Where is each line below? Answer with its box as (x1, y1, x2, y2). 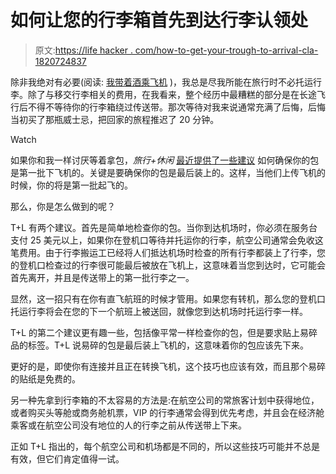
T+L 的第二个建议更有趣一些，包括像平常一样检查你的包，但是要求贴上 (10, 326, 301, 338)
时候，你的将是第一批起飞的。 (10, 179, 133, 191)
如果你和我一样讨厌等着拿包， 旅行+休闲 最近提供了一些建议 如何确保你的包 (10, 154, 320, 166)
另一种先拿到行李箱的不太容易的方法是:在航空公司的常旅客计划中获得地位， (10, 394, 320, 406)
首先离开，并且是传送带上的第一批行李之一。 (10, 271, 195, 283)
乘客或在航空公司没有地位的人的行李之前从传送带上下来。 (10, 419, 247, 431)
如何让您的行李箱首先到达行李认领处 (10, 9, 309, 32)
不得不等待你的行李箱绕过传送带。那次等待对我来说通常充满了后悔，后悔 (27, 101, 326, 113)
